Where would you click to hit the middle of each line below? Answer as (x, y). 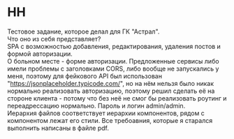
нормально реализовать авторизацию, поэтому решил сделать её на (111, 91)
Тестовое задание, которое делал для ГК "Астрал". (83, 31)
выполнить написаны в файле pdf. (58, 128)
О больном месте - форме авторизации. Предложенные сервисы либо (113, 61)
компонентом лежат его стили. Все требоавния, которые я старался (110, 120)
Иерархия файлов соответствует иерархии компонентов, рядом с (106, 113)
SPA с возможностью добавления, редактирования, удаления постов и (114, 46)
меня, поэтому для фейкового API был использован (85, 76)
